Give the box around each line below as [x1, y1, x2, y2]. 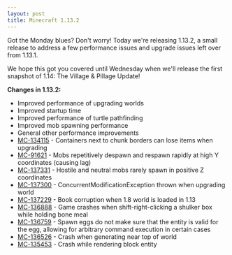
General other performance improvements [17, 129, 139, 137]
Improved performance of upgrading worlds [17, 99, 145, 107]
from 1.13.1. [7, 50, 38, 59]
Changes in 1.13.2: [7, 85, 61, 94]
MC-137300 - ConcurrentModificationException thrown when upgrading [17, 180, 226, 189]
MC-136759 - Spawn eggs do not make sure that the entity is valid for [17, 217, 219, 226]
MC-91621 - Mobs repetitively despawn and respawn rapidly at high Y [17, 151, 219, 159]
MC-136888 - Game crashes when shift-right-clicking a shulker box [17, 203, 213, 211]
